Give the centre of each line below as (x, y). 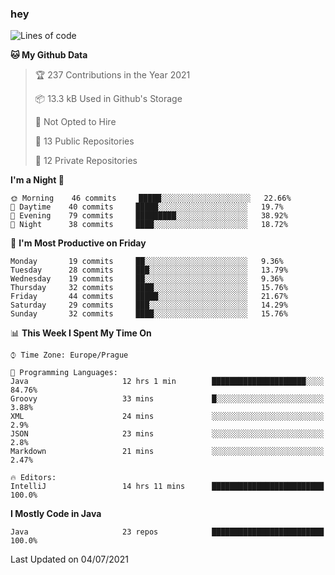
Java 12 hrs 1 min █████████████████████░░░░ (167, 382)
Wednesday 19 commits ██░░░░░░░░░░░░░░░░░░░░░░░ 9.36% (147, 279)
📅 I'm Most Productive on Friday (78, 243)
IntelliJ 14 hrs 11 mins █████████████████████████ (167, 487)
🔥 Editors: (33, 478)
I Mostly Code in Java (56, 514)
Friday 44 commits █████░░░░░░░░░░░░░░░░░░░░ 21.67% (149, 297)
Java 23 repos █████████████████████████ (167, 532)
